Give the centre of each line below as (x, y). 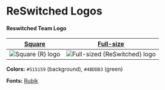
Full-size (111, 44)
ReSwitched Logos (54, 11)
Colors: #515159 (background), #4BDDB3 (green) (65, 69)
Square (35, 44)
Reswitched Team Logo (36, 28)
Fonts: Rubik (22, 81)
